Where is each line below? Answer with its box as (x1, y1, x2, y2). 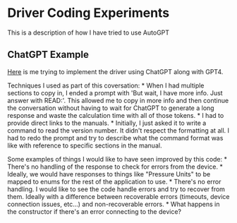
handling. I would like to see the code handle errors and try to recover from (7, 185, 226, 193)
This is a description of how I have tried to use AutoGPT (7, 28, 170, 37)
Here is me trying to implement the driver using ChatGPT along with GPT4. (7, 67, 224, 76)
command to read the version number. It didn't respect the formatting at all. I (7, 126, 230, 135)
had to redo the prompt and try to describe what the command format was (7, 133, 224, 142)
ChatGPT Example (7, 49, 90, 61)
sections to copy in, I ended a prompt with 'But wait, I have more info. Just (7, 88, 224, 97)
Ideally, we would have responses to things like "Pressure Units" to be (7, 169, 211, 178)
